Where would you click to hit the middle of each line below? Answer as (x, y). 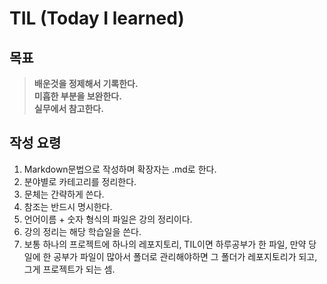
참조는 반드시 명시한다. (68, 206)
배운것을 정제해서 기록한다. (86, 83)
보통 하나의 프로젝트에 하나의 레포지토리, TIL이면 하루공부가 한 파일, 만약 (165, 244)
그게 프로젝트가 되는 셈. (69, 269)
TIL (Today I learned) (97, 18)
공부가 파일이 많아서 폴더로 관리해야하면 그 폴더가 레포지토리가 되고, (185, 256)
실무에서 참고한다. (68, 108)
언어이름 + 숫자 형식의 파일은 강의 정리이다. (108, 219)
